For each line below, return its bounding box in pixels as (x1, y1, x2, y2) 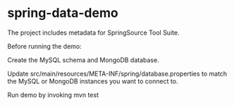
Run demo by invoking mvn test (7, 90, 99, 99)
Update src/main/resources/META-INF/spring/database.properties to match (7, 69, 228, 78)
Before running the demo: (7, 42, 82, 50)
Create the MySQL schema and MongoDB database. (7, 55, 160, 64)
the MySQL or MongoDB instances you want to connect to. (7, 76, 178, 86)
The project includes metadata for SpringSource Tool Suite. (7, 28, 180, 37)
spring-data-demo (7, 5, 118, 21)
